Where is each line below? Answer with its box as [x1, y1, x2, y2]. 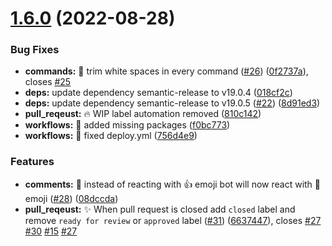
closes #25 [24, 76, 72, 88]
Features [10, 155, 55, 169]
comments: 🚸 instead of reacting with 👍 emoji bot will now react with [24, 178, 313, 190]
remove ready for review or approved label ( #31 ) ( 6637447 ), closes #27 [24, 214, 322, 226]
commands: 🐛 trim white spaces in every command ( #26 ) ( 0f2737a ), [24, 65, 309, 77]
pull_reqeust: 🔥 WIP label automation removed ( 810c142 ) [24, 108, 262, 120]
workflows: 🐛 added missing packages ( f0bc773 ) [24, 119, 231, 131]
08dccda [78, 192, 116, 204]
